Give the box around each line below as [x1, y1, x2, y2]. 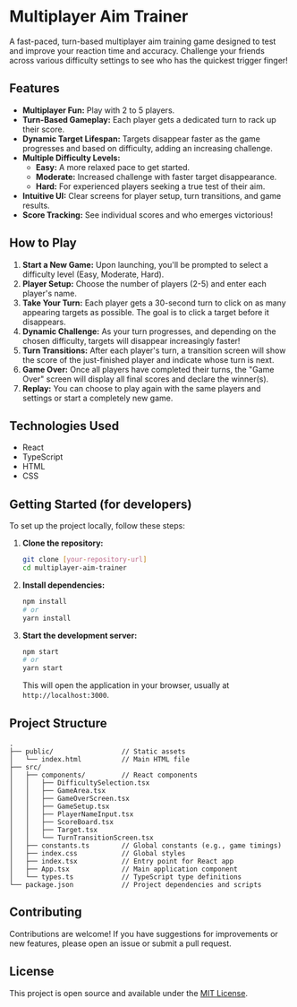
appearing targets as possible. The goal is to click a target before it [21, 306, 270, 317]
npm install [21, 597, 67, 606]
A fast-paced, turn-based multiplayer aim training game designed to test [9, 36, 276, 47]
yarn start [21, 664, 64, 673]
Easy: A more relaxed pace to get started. [35, 161, 191, 172]
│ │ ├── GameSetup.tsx [9, 802, 110, 811]
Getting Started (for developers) [9, 496, 192, 512]
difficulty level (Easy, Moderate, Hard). [21, 269, 165, 280]
